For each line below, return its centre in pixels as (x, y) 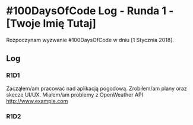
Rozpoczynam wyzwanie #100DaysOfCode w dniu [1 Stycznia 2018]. (90, 40)
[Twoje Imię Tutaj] (51, 23)
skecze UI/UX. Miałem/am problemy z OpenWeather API (75, 94)
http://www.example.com (37, 101)
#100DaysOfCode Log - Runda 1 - (90, 11)
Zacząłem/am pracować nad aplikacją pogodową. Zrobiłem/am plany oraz (96, 88)
